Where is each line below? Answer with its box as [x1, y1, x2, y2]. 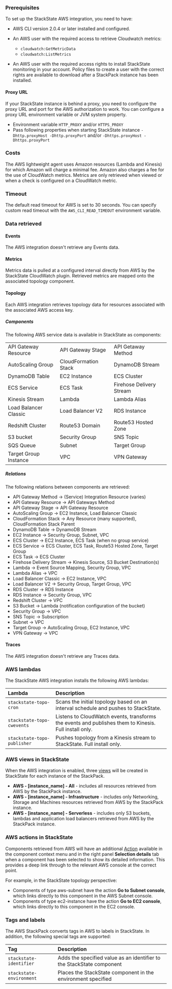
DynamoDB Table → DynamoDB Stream [12, 526, 96, 532]
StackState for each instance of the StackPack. [5, 773, 105, 779]
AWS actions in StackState [5, 834, 73, 841]
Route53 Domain [59, 422, 101, 429]
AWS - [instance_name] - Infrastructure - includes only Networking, [12, 794, 159, 800]
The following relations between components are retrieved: [5, 483, 130, 490]
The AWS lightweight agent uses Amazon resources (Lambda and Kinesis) [5, 161, 162, 167]
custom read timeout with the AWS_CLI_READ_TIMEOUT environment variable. [5, 207, 161, 214]
